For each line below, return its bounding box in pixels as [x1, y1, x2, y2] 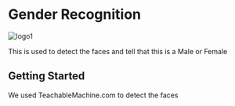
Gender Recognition [8, 5, 142, 24]
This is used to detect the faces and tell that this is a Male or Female [8, 46, 228, 56]
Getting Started [8, 69, 85, 83]
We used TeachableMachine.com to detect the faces [8, 90, 179, 100]
